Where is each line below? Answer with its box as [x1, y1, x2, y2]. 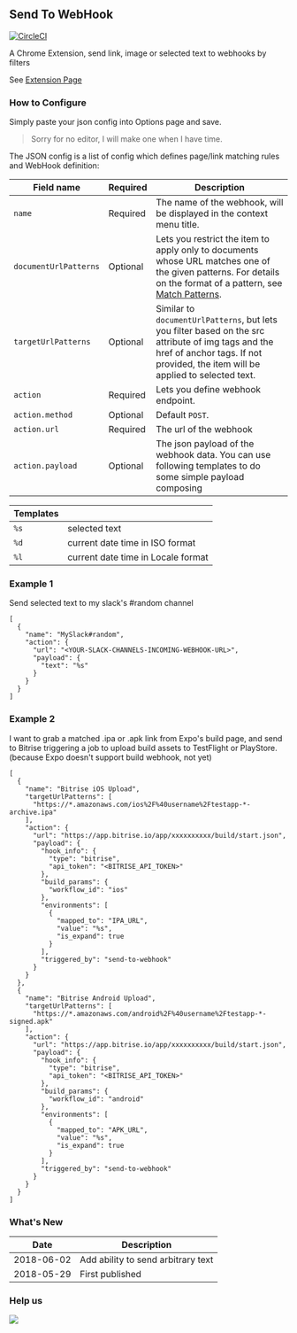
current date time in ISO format [67, 537, 196, 549]
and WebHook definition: [9, 160, 100, 171]
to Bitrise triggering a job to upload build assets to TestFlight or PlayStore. [9, 742, 278, 753]
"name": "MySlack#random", [25, 631, 125, 639]
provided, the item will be [156, 358, 261, 370]
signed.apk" [9, 1017, 53, 1026]
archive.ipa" [9, 808, 57, 817]
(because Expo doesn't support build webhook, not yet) [9, 752, 212, 763]
